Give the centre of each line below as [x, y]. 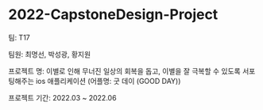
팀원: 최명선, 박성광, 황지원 [50, 54]
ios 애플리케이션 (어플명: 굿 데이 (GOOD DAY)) [108, 81]
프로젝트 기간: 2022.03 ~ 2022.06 [62, 97]
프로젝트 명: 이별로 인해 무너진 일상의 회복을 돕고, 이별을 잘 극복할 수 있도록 [124, 71]
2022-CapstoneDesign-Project [113, 15]
